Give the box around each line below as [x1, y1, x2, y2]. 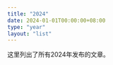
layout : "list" [7, 30, 52, 37]
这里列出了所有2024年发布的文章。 [7, 50, 109, 59]
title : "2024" [7, 10, 49, 18]
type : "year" [7, 23, 46, 30]
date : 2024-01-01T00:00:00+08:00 [7, 17, 106, 24]
